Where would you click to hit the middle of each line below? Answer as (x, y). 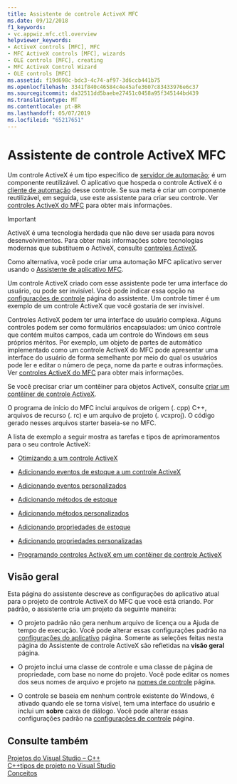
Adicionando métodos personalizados (73, 513)
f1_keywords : (27, 27)
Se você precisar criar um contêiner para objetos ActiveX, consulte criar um (118, 386)
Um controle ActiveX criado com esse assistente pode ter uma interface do (117, 283)
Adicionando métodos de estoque (67, 499)
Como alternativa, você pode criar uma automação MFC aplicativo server (115, 261)
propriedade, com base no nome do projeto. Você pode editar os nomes (123, 674)
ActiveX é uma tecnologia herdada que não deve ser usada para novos (111, 233)
